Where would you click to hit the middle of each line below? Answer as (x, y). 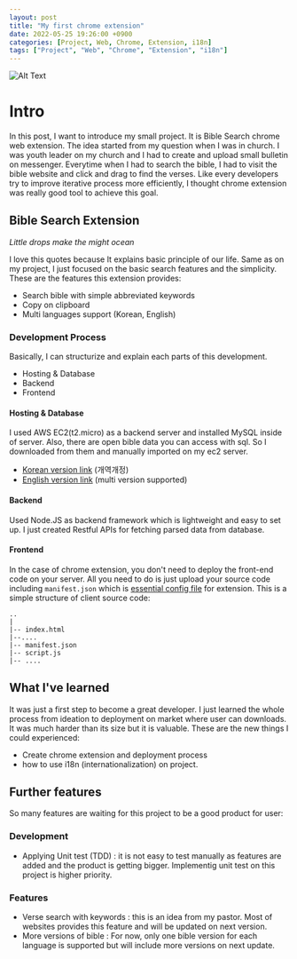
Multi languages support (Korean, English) (99, 314)
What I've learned (59, 688)
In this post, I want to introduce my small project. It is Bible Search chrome (145, 136)
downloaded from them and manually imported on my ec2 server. (129, 452)
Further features (55, 792)
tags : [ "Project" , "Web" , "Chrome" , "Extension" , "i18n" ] (118, 51)
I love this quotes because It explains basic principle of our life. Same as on (147, 259)
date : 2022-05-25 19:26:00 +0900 (71, 34)
